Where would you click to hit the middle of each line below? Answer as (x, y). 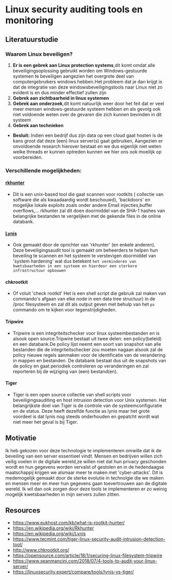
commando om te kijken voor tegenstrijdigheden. (65, 310)
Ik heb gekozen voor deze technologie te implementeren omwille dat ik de (83, 450)
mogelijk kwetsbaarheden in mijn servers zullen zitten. (63, 494)
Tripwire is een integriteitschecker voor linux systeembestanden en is (86, 333)
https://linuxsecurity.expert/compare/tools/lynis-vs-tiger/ (73, 572)
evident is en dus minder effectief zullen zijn (60, 92)
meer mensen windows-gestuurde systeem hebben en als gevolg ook (87, 109)
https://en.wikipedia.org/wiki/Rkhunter (53, 528)
